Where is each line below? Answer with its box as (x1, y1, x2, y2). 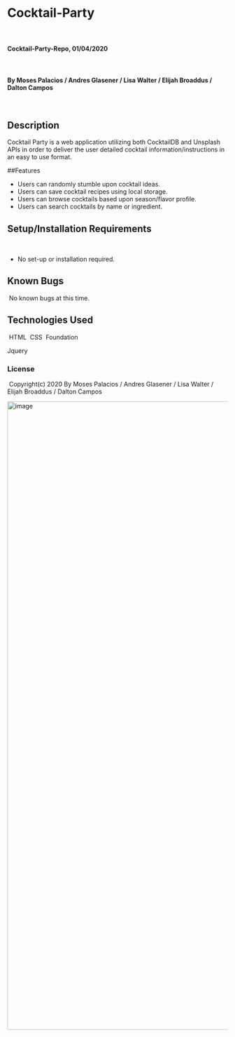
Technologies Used (7, 314, 93, 326)
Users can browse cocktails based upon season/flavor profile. (17, 195, 197, 203)
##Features (7, 166, 41, 175)
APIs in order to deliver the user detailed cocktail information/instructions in (7, 145, 225, 154)
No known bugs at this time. (8, 293, 90, 302)
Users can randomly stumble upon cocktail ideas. (17, 180, 161, 189)
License (7, 363, 35, 373)
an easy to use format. (7, 153, 72, 161)
